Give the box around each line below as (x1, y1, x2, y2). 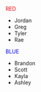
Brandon (14, 60, 36, 67)
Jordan (14, 17, 32, 24)
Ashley (14, 79, 31, 86)
